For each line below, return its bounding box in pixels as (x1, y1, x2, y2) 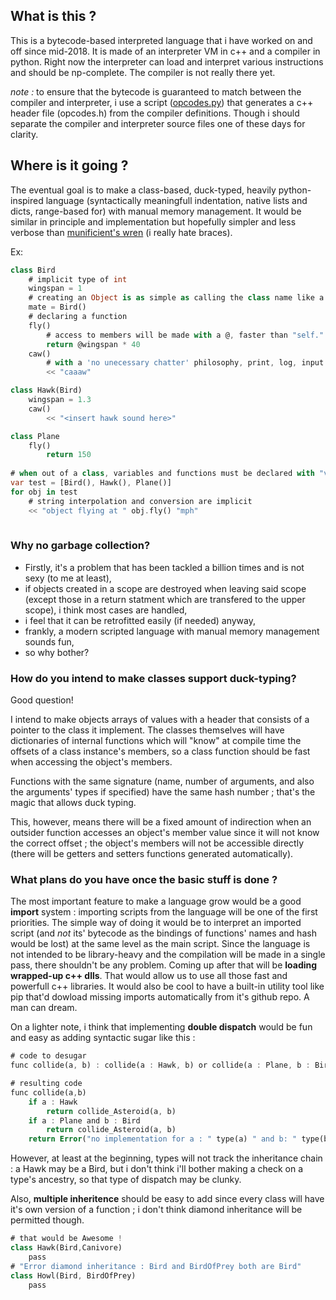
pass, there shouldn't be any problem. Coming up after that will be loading (10, 959, 318, 971)
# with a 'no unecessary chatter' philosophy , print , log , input (46, 358, 325, 368)
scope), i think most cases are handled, (24, 604, 188, 616)
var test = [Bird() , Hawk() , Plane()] (10, 478, 172, 488)
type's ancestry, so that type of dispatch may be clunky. (10, 1174, 242, 1186)
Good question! (10, 694, 74, 706)
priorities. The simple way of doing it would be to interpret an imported (10, 917, 302, 929)
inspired (10, 194, 44, 206)
